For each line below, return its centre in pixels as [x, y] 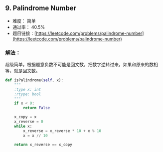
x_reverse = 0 [29, 122]
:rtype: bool [28, 94]
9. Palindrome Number [41, 8]
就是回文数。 [27, 71]
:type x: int [28, 89]
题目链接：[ [24, 33]
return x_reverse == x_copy [43, 145]
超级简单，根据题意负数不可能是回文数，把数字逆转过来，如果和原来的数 [79, 65]
